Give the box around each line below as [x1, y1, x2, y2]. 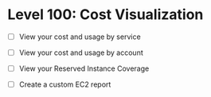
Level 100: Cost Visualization [7, 6, 204, 24]
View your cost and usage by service [18, 32, 141, 41]
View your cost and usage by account [18, 48, 144, 57]
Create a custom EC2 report [18, 80, 111, 89]
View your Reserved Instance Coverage [18, 64, 150, 73]
